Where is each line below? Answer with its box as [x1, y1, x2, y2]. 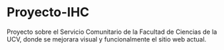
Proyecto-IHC [6, 4, 90, 20]
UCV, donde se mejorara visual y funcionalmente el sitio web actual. [6, 35, 207, 43]
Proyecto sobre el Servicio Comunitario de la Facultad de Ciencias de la [6, 27, 218, 36]
